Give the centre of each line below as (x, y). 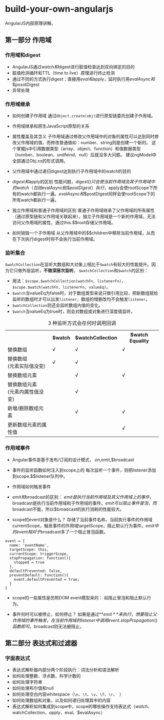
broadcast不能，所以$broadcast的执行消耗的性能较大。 (68, 509)
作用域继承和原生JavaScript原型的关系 (51, 126)
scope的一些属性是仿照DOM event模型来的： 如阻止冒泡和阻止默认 (80, 597)
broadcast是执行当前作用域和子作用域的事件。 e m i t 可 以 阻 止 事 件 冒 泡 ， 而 (84, 503)
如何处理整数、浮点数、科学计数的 (46, 676)
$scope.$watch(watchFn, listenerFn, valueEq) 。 (61, 287)
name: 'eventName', (29, 545)
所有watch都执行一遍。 (35, 200)
